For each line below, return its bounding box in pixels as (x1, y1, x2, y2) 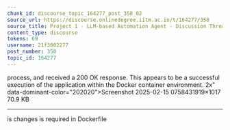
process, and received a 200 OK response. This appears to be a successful (7, 73, 220, 81)
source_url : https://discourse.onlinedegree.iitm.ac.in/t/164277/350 (7, 16, 210, 23)
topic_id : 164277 (7, 55, 57, 62)
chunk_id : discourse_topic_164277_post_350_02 (7, 10, 142, 17)
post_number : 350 (7, 49, 57, 55)
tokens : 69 (7, 36, 38, 42)
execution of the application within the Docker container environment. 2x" (7, 80, 216, 89)
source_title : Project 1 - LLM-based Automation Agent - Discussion (7, 23, 207, 29)
